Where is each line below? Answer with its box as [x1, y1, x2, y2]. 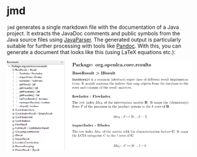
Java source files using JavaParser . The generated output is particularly [6, 36, 181, 43]
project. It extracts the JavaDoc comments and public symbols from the [6, 29, 181, 36]
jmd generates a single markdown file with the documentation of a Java [6, 24, 179, 31]
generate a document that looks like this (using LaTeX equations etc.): [6, 48, 176, 55]
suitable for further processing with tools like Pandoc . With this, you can [6, 42, 182, 49]
